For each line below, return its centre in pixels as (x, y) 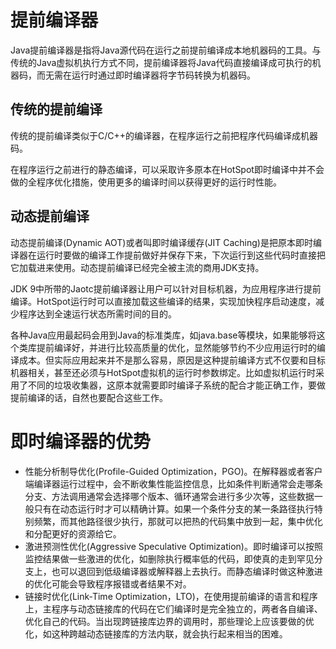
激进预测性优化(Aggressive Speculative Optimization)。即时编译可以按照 (173, 546)
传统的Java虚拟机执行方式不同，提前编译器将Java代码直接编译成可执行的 (161, 62)
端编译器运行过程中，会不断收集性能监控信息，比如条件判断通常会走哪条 (173, 483)
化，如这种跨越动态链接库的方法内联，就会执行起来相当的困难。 (156, 633)
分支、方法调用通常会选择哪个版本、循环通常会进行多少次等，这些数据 (169, 496)
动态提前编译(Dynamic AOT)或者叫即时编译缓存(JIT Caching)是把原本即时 (161, 242)
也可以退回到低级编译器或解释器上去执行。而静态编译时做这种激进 (187, 571)
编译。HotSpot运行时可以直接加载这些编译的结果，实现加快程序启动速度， (163, 301)
